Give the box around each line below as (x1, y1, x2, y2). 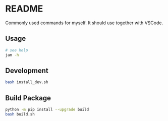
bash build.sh (5, 111, 35, 116)
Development (5, 66, 49, 75)
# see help (5, 47, 28, 53)
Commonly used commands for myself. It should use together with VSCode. (5, 20, 163, 26)
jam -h (5, 52, 19, 57)
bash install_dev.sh (5, 80, 49, 85)
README (5, 3, 43, 15)
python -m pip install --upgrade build (5, 107, 89, 112)
